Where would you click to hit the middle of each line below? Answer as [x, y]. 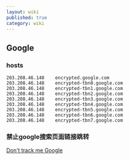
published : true [27, 18]
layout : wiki [23, 12]
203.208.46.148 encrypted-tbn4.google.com [64, 105]
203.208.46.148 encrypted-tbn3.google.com [64, 99]
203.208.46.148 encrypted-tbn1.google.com [64, 89]
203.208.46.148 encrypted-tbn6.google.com [64, 115]
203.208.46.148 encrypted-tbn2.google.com [64, 94]
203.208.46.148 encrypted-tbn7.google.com [64, 120]
